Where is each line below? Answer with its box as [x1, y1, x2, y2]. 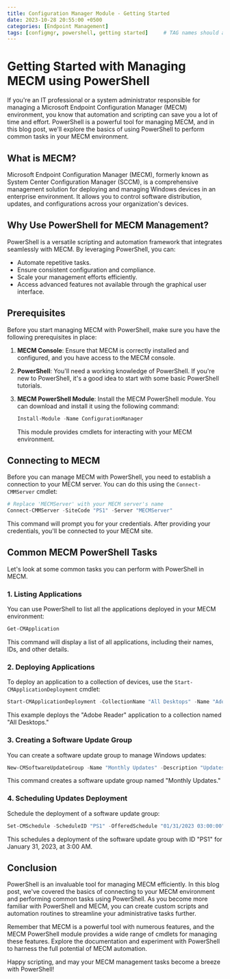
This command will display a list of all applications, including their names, [7, 638, 214, 646]
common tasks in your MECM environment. [7, 132, 129, 141]
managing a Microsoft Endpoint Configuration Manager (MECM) [7, 104, 188, 112]
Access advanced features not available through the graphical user [16, 280, 207, 288]
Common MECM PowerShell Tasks [7, 547, 157, 558]
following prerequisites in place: [7, 333, 97, 341]
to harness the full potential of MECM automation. [7, 945, 147, 953]
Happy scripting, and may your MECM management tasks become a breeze [7, 958, 221, 966]
